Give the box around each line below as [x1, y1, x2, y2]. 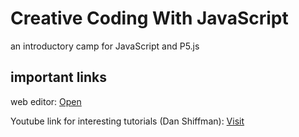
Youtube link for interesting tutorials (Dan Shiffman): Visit [10, 115, 245, 127]
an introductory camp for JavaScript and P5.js [10, 40, 200, 52]
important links [10, 69, 108, 86]
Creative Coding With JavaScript [10, 7, 289, 30]
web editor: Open [10, 95, 82, 107]
